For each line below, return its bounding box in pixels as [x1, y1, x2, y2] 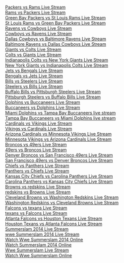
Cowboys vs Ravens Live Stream [5, 31, 72, 36]
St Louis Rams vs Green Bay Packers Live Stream [5, 20, 106, 26]
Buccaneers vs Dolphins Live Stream [5, 104, 80, 110]
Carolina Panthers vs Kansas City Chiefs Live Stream [5, 178, 113, 184]
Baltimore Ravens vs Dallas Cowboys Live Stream [5, 41, 107, 47]
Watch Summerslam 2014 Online [5, 242, 72, 248]
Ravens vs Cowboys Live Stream [5, 25, 72, 31]
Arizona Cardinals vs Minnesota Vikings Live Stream [5, 131, 112, 137]
